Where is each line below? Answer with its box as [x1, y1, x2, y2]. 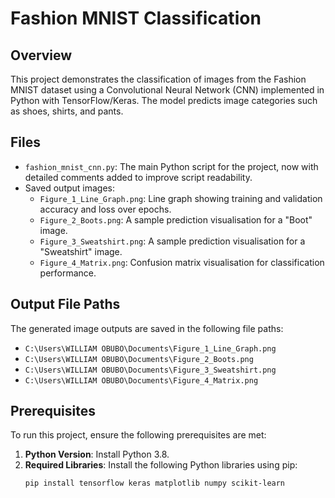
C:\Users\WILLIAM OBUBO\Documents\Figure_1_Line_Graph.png [24, 343, 277, 354]
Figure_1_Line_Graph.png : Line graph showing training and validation [39, 192, 323, 204]
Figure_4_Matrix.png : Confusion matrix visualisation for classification [39, 256, 325, 268]
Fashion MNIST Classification [10, 7, 262, 30]
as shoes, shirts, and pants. [10, 105, 124, 117]
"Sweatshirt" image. [39, 245, 123, 257]
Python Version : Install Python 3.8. [24, 448, 170, 461]
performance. [39, 267, 97, 279]
